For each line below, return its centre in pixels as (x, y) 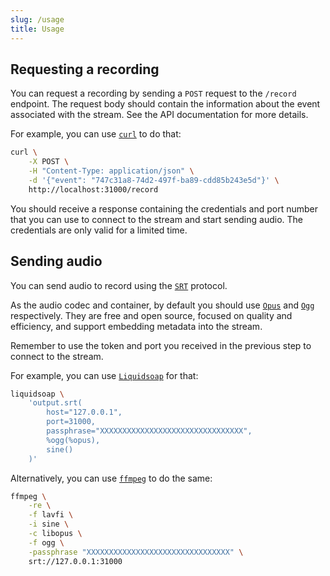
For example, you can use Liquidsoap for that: (104, 375)
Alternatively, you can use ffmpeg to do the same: (111, 478)
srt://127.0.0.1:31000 (75, 561)
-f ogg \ (46, 542)
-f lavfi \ (51, 515)
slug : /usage (37, 19)
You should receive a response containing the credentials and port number (164, 208)
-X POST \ (49, 162)
